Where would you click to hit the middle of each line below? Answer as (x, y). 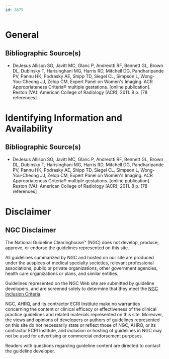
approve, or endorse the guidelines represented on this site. (67, 248)
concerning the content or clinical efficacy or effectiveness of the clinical (81, 309)
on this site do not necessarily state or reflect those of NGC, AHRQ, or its (80, 325)
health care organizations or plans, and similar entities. (62, 273)
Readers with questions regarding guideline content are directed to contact (83, 345)
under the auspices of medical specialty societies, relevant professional (80, 263)
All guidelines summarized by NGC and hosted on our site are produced (80, 257)
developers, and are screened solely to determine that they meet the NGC (82, 289)
